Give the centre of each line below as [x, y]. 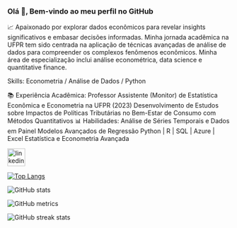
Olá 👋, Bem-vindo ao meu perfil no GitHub [80, 11]
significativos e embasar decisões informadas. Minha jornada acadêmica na [118, 38]
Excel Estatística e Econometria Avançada [68, 139]
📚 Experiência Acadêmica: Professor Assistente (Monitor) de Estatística [112, 96]
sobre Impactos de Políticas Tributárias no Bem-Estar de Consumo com [112, 113]
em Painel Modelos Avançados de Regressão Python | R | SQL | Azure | [111, 131]
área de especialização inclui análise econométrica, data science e [105, 60]
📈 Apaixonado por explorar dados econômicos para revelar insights [106, 27]
